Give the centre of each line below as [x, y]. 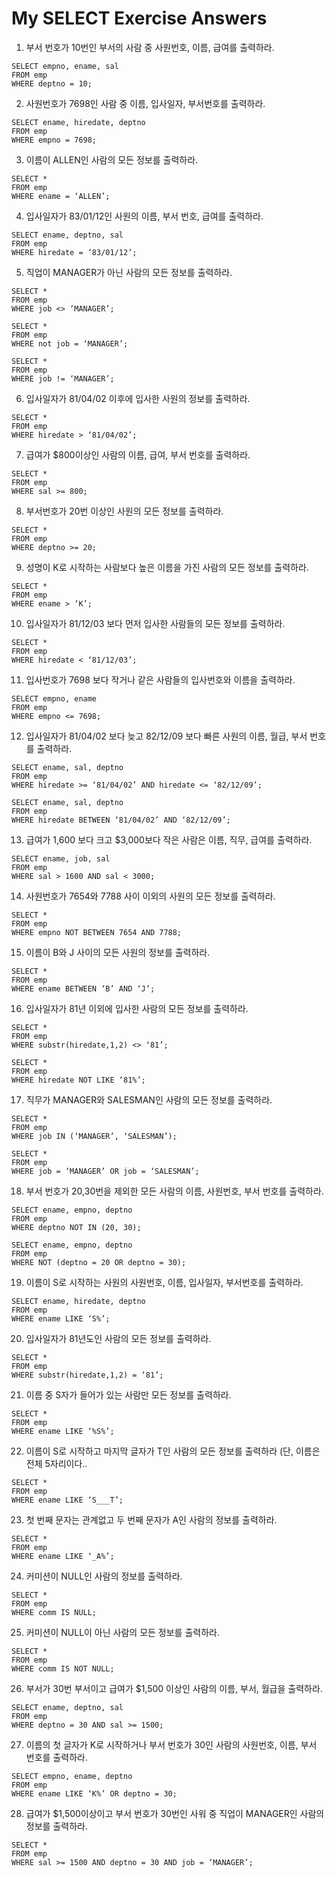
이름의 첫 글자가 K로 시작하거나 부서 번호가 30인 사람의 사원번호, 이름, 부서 [171, 1744]
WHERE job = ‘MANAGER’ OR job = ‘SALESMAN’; [105, 1171]
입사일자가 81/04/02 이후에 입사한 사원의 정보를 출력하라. [138, 398]
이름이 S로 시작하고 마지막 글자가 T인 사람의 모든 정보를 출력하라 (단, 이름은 [173, 1451]
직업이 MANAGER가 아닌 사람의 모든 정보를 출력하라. [129, 272]
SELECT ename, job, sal [61, 858]
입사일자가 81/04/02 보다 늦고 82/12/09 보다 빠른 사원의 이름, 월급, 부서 [166, 736]
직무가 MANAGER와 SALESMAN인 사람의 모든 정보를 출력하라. [149, 1099]
